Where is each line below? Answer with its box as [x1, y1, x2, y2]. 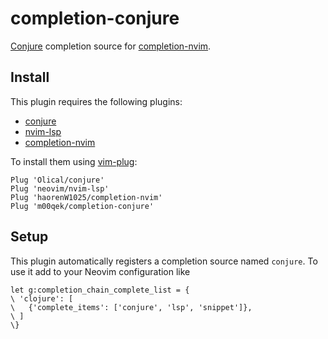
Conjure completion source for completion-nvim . [10, 40, 212, 52]
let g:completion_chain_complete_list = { [10, 285, 190, 295]
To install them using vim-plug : [10, 155, 138, 167]
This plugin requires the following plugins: [10, 95, 183, 107]
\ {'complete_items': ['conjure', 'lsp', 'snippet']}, [10, 302, 253, 312]
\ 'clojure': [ [10, 293, 74, 304]
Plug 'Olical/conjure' [10, 175, 105, 185]
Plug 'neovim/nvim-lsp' [10, 183, 110, 194]
